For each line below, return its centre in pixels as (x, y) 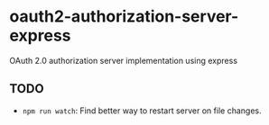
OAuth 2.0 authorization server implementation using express (123, 60)
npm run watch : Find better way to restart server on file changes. (142, 111)
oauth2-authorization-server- (124, 17)
